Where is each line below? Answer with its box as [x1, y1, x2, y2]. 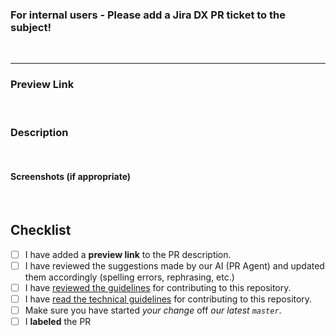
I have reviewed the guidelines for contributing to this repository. [24, 282, 292, 294]
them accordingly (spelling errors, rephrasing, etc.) [24, 271, 235, 283]
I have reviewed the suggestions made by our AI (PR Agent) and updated [24, 259, 325, 272]
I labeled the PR [24, 316, 92, 328]
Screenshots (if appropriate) [10, 171, 132, 183]
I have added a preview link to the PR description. [24, 248, 232, 260]
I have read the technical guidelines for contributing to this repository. [24, 293, 313, 305]
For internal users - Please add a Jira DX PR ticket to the [10, 8, 286, 22]
